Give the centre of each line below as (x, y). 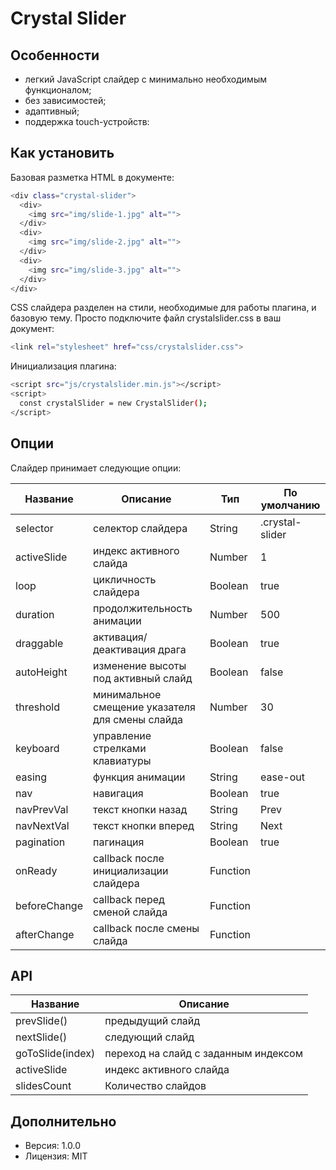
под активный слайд (142, 678)
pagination (40, 842)
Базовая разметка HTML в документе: (92, 177)
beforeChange (49, 905)
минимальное (127, 694)
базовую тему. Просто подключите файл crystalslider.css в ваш (146, 318)
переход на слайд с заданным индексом (203, 1054)
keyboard (37, 748)
